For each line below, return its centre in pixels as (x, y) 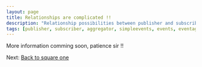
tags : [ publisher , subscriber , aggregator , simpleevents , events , (91, 29)
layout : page (23, 12)
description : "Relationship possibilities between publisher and (90, 23)
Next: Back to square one (38, 57)
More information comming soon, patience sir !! (65, 46)
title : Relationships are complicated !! (59, 18)
